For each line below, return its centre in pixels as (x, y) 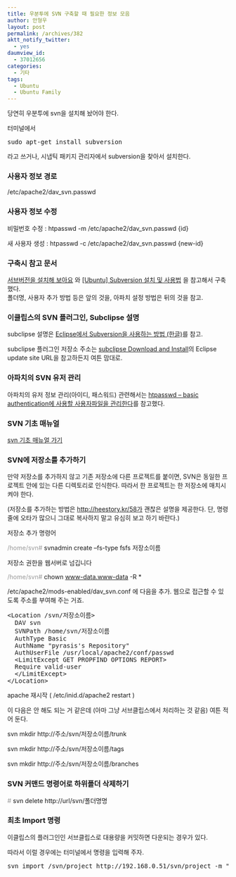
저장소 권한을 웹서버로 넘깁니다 (50, 563)
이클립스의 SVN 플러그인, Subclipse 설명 (73, 317)
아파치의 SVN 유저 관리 (44, 378)
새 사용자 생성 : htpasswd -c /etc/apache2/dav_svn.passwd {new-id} (105, 243)
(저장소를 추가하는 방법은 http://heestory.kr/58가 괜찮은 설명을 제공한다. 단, (111, 509)
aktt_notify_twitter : (39, 40)
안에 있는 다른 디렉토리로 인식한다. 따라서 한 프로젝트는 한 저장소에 (117, 486)
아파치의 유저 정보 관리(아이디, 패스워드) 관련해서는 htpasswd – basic (103, 394)
